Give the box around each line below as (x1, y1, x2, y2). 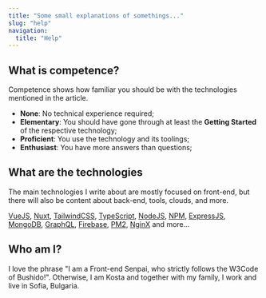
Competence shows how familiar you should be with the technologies (8, 85, 237, 94)
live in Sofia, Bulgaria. (8, 280, 80, 290)
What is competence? (8, 63, 120, 77)
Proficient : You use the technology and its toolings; (19, 134, 190, 144)
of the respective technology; (19, 125, 117, 136)
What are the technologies (8, 165, 143, 180)
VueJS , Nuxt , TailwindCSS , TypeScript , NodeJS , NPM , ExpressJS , (8, 211, 226, 221)
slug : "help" (8, 19, 52, 27)
